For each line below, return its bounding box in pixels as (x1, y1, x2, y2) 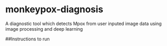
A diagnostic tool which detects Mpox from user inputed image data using (5, 20, 162, 27)
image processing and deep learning (5, 26, 83, 32)
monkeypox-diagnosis (5, 4, 104, 15)
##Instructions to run (5, 36, 50, 42)
